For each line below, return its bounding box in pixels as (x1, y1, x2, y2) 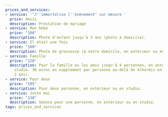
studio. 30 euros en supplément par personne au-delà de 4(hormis (14, 68, 155, 73)
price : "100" (9, 30, 37, 35)
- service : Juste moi (5, 91, 50, 96)
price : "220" (9, 58, 37, 63)
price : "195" (9, 81, 37, 86)
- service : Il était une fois (5, 40, 68, 45)
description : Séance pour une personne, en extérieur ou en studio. (9, 100, 155, 105)
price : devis (9, 16, 37, 21)
